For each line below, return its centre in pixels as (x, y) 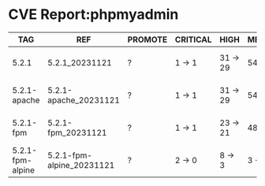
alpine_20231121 (81, 165)
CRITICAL (193, 39)
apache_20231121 (84, 100)
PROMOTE (147, 39)
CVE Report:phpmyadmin (93, 15)
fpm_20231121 (77, 132)
